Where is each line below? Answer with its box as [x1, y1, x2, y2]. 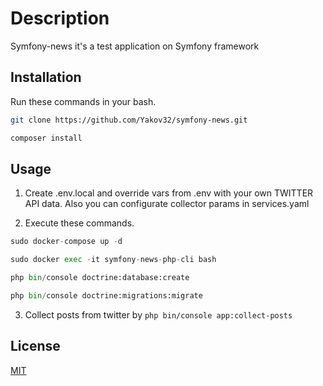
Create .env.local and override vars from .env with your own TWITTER [24, 187, 314, 199]
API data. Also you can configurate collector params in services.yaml [24, 198, 310, 210]
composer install [10, 133, 83, 143]
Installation [10, 69, 82, 86]
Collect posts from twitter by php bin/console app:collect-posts [24, 308, 293, 321]
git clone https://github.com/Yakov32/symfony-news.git [10, 115, 248, 125]
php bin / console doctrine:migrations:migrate [10, 290, 203, 301]
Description [10, 7, 110, 30]
